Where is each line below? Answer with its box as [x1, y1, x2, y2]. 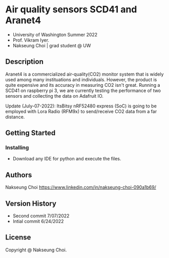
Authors [5, 171, 32, 179]
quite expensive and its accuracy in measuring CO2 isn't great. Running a [5, 82, 160, 88]
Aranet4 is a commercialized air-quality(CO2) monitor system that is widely [5, 71, 164, 77]
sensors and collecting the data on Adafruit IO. [5, 93, 104, 99]
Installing [5, 144, 29, 151]
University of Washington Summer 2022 [12, 31, 98, 38]
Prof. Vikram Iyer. [12, 37, 50, 43]
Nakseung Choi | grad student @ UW [12, 42, 91, 48]
